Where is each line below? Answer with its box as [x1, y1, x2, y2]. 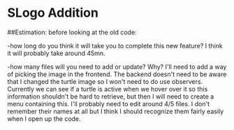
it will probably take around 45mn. [7, 49, 106, 57]
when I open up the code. [7, 114, 82, 123]
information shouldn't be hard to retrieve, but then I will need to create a [7, 92, 214, 101]
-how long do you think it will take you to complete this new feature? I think [7, 41, 223, 50]
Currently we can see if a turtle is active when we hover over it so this [7, 85, 208, 93]
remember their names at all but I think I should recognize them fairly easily [7, 107, 224, 115]
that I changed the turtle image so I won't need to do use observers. [7, 77, 203, 85]
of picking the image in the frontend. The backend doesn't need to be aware [7, 70, 227, 78]
